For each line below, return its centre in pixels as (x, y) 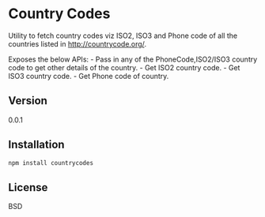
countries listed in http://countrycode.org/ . (78, 43)
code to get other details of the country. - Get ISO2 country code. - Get (124, 67)
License (28, 187)
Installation (36, 145)
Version (28, 101)
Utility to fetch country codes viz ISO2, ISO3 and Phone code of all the (123, 36)
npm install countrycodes (51, 163)
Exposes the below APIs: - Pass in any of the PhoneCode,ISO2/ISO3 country (133, 59)
